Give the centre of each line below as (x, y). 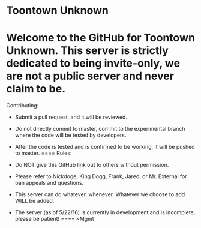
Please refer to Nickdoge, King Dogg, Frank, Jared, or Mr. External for (101, 176)
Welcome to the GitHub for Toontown (100, 38)
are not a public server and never (90, 76)
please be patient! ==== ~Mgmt (54, 219)
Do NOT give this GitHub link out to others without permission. (92, 165)
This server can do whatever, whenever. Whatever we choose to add (100, 194)
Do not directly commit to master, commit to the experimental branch (100, 129)
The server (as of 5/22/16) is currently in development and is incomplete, (105, 212)
